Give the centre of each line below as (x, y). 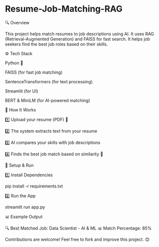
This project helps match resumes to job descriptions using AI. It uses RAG (79, 34)
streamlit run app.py (25, 207)
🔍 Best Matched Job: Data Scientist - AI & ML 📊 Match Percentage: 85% (78, 228)
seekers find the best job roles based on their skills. (56, 44)
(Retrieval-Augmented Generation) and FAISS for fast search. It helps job (78, 39)
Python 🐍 (14, 63)
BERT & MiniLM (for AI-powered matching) (48, 100)
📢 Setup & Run (19, 165)
